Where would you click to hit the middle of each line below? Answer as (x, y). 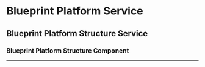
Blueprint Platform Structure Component (68, 51)
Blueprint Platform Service (75, 11)
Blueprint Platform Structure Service (77, 33)
